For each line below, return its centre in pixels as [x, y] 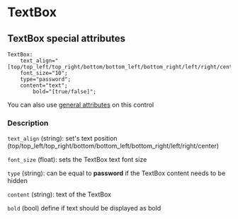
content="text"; [44, 85]
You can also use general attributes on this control [81, 105]
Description [28, 123]
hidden [18, 181]
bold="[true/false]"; [65, 92]
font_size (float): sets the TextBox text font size [77, 160]
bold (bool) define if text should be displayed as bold [84, 208]
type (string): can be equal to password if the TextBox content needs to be [117, 173]
